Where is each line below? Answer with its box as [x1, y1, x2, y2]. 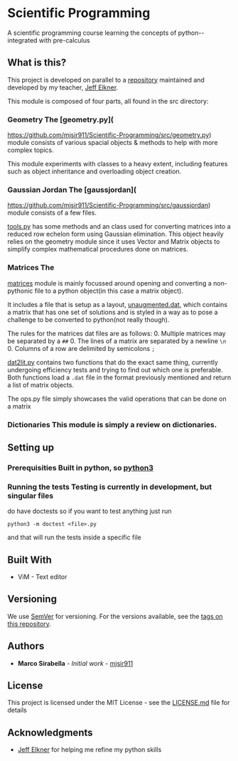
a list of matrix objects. [7, 380, 75, 389]
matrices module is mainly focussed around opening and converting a [7, 279, 212, 287]
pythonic [7, 286, 33, 295]
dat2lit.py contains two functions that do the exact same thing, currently [7, 357, 219, 367]
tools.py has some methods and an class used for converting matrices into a [7, 222, 231, 231]
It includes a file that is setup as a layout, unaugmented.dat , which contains [7, 300, 228, 308]
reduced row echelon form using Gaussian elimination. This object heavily [7, 230, 224, 239]
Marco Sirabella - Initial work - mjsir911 [17, 659, 134, 667]
